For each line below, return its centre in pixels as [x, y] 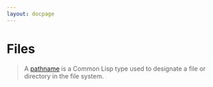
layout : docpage [30, 14]
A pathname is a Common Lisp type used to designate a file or [115, 69]
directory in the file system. [64, 76]
